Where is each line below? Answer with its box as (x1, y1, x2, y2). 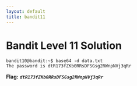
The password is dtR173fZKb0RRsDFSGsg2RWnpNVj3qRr (6, 63, 132, 69)
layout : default (6, 8, 45, 15)
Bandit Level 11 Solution (6, 39, 122, 52)
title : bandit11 (6, 14, 45, 20)
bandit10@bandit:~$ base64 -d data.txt (6, 58, 103, 64)
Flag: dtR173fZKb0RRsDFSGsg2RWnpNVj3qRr (6, 73, 104, 80)
